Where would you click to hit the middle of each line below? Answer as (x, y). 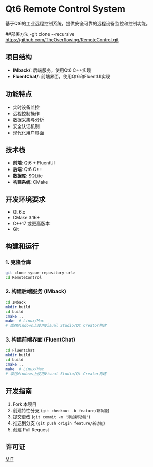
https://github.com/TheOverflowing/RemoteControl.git (62, 40)
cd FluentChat (20, 350)
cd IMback (16, 302)
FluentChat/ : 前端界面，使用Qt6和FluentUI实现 (61, 76)
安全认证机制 (26, 126)
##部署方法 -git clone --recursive (40, 34)
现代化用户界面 (28, 133)
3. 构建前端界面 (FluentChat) (41, 339)
